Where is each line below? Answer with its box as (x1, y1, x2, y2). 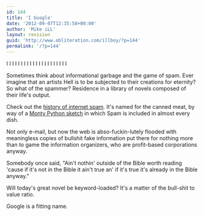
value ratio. (6, 190, 35, 198)
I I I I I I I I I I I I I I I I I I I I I (6, 59, 67, 67)
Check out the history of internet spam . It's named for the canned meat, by (6, 103, 195, 110)
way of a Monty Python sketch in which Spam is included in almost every (6, 110, 191, 117)
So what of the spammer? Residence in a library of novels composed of (6, 84, 186, 92)
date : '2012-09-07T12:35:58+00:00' (6, 20, 97, 26)
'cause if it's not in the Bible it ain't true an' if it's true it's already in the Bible (6, 166, 198, 173)
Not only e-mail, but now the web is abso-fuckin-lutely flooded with (6, 128, 177, 135)
